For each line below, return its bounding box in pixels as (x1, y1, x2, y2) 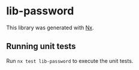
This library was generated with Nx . (6, 24, 94, 31)
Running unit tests (6, 41, 76, 51)
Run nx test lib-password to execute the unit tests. (6, 57, 134, 64)
